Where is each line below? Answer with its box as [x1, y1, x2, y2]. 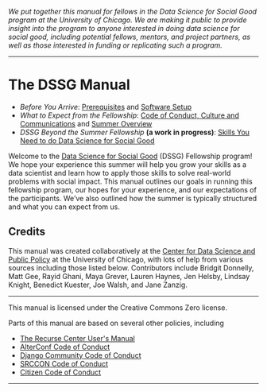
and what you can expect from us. [8, 202, 121, 212]
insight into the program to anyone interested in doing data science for [8, 24, 240, 33]
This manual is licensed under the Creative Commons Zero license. [8, 302, 228, 312]
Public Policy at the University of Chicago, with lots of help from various [8, 254, 244, 264]
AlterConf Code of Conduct [19, 342, 110, 351]
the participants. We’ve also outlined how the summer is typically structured [8, 193, 257, 203]
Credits [8, 225, 46, 239]
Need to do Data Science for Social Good [19, 135, 155, 146]
